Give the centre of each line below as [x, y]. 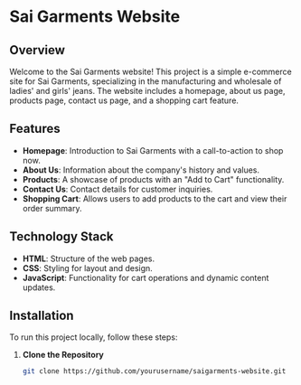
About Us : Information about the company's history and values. [141, 170]
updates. [39, 287]
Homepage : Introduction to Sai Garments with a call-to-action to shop [153, 150]
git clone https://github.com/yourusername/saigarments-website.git [154, 371]
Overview [38, 50]
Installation [42, 316]
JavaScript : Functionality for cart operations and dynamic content [146, 277]
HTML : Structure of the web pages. [89, 258]
